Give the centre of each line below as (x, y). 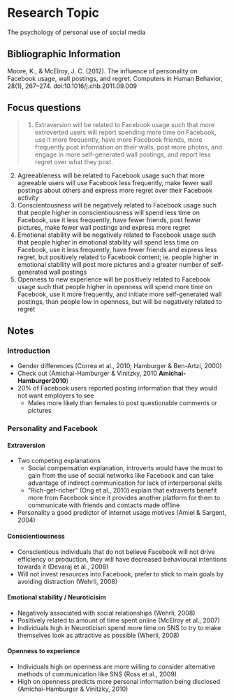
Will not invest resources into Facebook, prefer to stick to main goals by (120, 574)
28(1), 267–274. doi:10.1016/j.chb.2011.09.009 (72, 86)
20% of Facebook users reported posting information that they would (117, 388)
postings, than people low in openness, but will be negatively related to (119, 301)
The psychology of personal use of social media (76, 32)
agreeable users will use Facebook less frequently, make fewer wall (115, 182)
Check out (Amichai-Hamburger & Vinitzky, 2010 (87, 373)
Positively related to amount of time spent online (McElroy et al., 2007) (118, 620)
